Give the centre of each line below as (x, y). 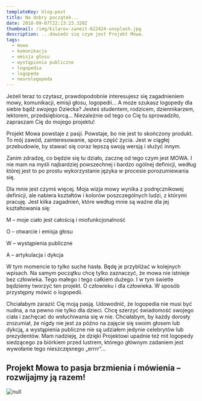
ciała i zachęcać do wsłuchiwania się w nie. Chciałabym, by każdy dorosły (98, 317)
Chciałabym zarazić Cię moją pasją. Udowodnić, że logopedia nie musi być (99, 304)
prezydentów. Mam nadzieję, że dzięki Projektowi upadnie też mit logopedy (100, 336)
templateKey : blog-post (36, 12)
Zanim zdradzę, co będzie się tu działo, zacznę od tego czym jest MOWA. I (99, 158)
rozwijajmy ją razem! (46, 377)
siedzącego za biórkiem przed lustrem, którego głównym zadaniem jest (95, 343)
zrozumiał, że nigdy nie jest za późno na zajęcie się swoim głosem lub (93, 323)
